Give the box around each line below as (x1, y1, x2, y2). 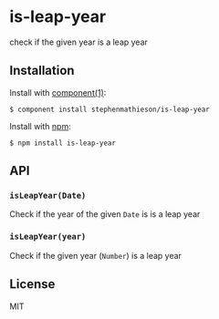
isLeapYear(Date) (9, 190, 87, 201)
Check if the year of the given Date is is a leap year (9, 209, 201, 220)
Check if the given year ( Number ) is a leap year (9, 250, 182, 261)
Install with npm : (9, 120, 71, 131)
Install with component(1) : (9, 87, 107, 98)
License (9, 276, 56, 293)
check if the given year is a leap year (9, 36, 149, 47)
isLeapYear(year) (9, 232, 87, 242)
